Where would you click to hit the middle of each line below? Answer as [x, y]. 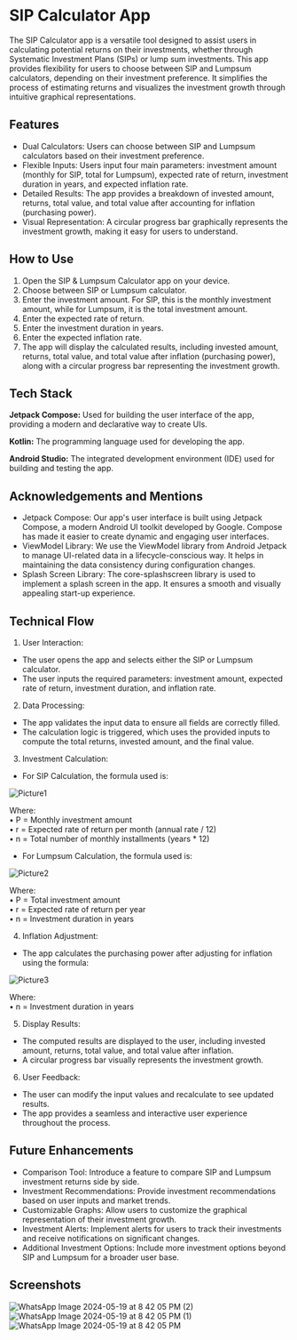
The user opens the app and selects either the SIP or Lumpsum [137, 660]
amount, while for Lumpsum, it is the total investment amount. [135, 309]
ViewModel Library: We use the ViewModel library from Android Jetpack [154, 546]
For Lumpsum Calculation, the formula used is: [107, 856]
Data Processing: [53, 705]
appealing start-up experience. [78, 593]
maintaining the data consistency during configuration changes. [138, 565]
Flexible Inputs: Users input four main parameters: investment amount [149, 164]
